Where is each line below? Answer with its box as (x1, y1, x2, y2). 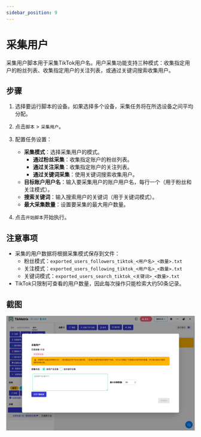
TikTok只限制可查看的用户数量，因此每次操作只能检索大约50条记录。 (14, 280, 185, 287)
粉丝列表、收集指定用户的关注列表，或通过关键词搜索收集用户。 (16, 67, 174, 74)
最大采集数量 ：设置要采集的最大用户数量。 (23, 201, 129, 208)
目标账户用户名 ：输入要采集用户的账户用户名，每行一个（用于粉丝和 (23, 179, 192, 186)
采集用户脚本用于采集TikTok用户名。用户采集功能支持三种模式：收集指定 (6, 59, 185, 66)
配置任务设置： (14, 135, 52, 143)
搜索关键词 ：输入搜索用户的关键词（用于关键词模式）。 (23, 194, 158, 201)
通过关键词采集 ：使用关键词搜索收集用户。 (32, 171, 138, 178)
